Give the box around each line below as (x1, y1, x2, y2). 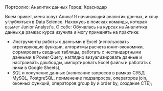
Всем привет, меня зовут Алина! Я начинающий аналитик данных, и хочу (5, 14, 159, 19)
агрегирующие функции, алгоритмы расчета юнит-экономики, (12, 44, 144, 49)
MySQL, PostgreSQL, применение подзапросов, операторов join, (12, 75, 148, 81)
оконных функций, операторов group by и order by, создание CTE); (12, 80, 153, 86)
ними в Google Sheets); (12, 65, 61, 70)
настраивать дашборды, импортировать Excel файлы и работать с (12, 60, 152, 65)
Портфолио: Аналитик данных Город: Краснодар (5, 4, 107, 10)
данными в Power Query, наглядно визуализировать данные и (12, 54, 142, 60)
